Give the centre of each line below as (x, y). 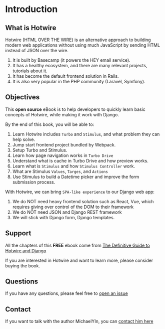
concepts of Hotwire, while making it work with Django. (62, 114)
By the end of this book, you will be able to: (50, 124)
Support (18, 233)
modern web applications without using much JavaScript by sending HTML (83, 45)
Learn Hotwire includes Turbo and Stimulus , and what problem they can (86, 134)
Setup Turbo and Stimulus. (40, 150)
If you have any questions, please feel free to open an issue (67, 293)
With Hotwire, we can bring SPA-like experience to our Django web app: (80, 192)
